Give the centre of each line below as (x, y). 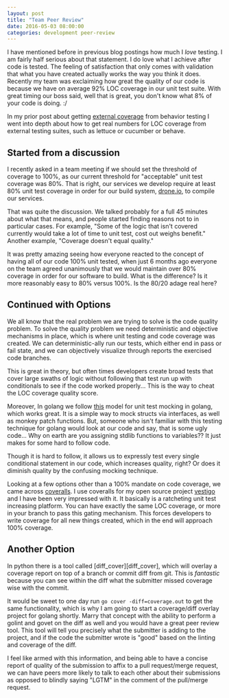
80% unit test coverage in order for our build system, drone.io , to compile (111, 191)
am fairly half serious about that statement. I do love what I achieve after (109, 60)
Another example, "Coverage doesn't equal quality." (81, 241)
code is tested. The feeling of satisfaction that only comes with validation (110, 67)
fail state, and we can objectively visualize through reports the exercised (109, 350)
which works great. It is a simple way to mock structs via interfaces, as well (113, 413)
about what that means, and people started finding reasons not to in (103, 219)
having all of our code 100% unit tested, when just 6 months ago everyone (112, 261)
